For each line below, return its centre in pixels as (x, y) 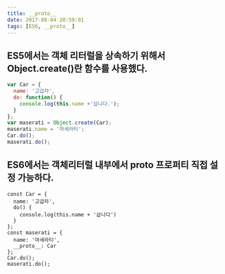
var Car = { (24, 85)
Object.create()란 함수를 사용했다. (78, 68)
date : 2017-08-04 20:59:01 (46, 20)
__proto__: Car (35, 246)
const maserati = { (35, 233)
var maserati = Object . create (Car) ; (59, 123)
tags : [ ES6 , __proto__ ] (41, 26)
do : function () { (38, 97)
